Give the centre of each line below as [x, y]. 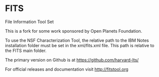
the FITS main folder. [26, 51]
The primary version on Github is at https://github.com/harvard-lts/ [72, 60]
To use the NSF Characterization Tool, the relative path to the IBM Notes [77, 40]
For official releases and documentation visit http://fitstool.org [67, 69]
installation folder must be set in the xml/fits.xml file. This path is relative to [80, 45]
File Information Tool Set [30, 22]
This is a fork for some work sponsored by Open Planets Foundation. [74, 31]
